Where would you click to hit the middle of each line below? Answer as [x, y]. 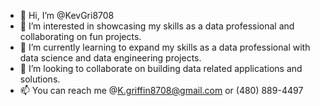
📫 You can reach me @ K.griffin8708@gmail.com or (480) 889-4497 [161, 90]
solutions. [40, 79]
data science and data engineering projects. [110, 58]
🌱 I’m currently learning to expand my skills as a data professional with [165, 47]
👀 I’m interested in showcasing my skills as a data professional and [157, 26]
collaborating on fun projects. [80, 36]
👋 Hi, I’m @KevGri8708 [67, 15]
